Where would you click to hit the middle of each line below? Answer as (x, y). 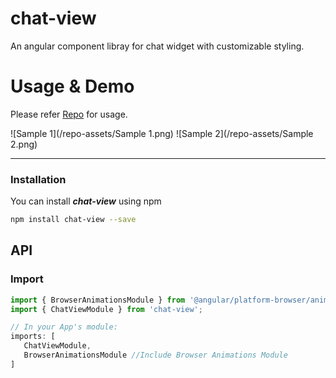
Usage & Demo (72, 86)
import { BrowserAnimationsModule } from (98, 300)
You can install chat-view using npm (86, 201)
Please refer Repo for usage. (69, 114)
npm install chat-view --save (73, 220)
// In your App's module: (64, 327)
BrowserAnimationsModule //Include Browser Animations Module (155, 355)
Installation (38, 179)
